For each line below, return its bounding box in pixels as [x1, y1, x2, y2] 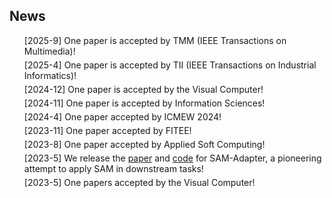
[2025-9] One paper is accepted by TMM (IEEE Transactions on [23, 34, 287, 46]
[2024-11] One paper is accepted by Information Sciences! [23, 97, 266, 109]
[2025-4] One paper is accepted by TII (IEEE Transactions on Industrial [23, 59, 317, 71]
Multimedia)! [23, 45, 76, 57]
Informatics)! [23, 69, 77, 81]
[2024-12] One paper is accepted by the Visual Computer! [23, 83, 264, 95]
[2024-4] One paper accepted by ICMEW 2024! [23, 110, 222, 123]
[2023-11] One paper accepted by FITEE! [23, 124, 192, 136]
